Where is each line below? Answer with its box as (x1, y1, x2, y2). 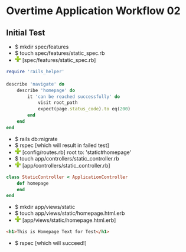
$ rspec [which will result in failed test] (14, 142, 109, 149)
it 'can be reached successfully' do (27, 93, 120, 100)
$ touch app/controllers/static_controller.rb (14, 155, 119, 162)
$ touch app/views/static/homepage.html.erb (14, 210, 125, 217)
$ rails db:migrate (14, 135, 58, 142)
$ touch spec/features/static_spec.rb (14, 50, 105, 57)
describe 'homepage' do (17, 87, 76, 93)
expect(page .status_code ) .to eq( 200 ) (37, 106, 131, 112)
